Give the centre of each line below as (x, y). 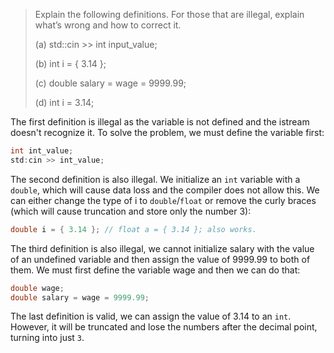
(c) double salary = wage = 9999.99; (110, 83)
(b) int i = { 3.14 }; (70, 63)
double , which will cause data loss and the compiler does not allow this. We (165, 190)
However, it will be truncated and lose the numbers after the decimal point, (164, 327)
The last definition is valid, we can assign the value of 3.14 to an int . (151, 316)
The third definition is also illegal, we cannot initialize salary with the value (162, 248)
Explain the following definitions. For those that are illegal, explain (169, 14)
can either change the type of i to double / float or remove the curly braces (163, 200)
